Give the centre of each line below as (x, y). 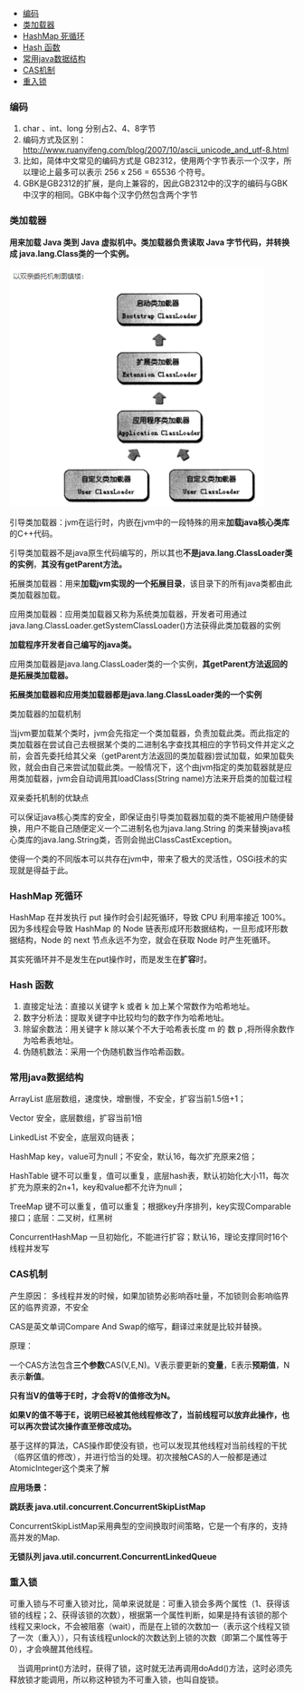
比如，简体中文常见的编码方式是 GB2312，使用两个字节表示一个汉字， (153, 161)
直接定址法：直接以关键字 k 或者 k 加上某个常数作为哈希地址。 (138, 1007)
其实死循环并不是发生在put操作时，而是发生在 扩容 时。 (111, 958)
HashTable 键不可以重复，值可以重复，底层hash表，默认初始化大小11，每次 (149, 1176)
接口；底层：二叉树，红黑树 (61, 1218)
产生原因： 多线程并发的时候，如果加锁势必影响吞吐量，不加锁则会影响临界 (149, 1296)
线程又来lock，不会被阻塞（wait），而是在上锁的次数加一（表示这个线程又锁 (150, 1627)
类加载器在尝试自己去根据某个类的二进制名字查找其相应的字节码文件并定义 (148, 744)
